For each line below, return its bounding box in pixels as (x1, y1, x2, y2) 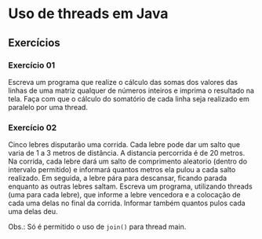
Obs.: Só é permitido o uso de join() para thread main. (8, 222, 187, 232)
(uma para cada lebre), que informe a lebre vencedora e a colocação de (8, 190, 241, 200)
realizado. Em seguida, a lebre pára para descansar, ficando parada (8, 174, 227, 183)
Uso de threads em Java (8, 5, 169, 23)
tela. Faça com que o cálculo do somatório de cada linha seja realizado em (8, 94, 249, 103)
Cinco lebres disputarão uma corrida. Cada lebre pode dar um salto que (8, 140, 241, 149)
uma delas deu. (8, 207, 58, 216)
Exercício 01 (8, 60, 56, 71)
